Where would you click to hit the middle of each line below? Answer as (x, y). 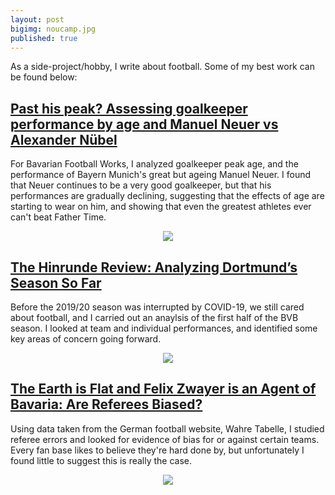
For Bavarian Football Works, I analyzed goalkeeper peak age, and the (154, 164)
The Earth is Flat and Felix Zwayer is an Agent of (163, 389)
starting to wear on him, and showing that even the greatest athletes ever (161, 207)
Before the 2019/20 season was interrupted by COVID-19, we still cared (157, 307)
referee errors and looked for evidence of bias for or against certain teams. (165, 439)
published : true (44, 38)
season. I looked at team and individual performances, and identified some (164, 328)
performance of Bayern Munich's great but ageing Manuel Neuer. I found (161, 175)
